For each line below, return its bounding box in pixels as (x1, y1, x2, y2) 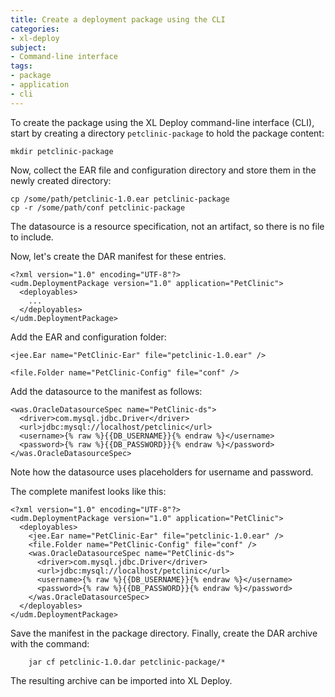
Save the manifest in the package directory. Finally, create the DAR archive (10, 627, 318, 639)
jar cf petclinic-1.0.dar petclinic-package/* (28, 657, 226, 667)
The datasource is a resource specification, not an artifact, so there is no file (10, 220, 325, 232)
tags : (10, 61, 33, 71)
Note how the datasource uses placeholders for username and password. (10, 466, 314, 478)
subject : (10, 42, 47, 53)
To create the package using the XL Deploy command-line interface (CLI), (10, 116, 315, 128)
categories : (10, 24, 60, 34)
